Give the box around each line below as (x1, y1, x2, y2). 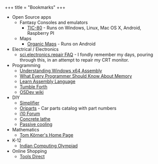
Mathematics (12, 127, 39, 133)
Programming (12, 63, 41, 68)
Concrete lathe (19, 116, 51, 122)
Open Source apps (12, 14, 51, 20)
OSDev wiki (19, 89, 44, 95)
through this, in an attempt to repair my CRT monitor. (19, 57, 129, 63)
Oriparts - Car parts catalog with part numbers (19, 105, 117, 111)
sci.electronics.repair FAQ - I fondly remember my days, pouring (19, 51, 153, 58)
